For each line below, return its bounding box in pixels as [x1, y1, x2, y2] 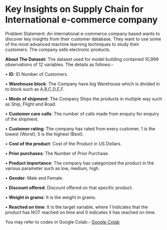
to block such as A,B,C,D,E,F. [5, 86, 65, 92]
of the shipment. [5, 116, 39, 122]
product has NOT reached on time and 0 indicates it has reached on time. [5, 209, 156, 215]
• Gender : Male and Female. [5, 175, 64, 181]
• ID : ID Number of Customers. [5, 71, 69, 77]
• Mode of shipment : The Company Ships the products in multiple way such [5, 96, 163, 102]
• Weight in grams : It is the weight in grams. [5, 194, 96, 200]
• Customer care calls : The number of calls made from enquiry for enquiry [5, 111, 160, 117]
